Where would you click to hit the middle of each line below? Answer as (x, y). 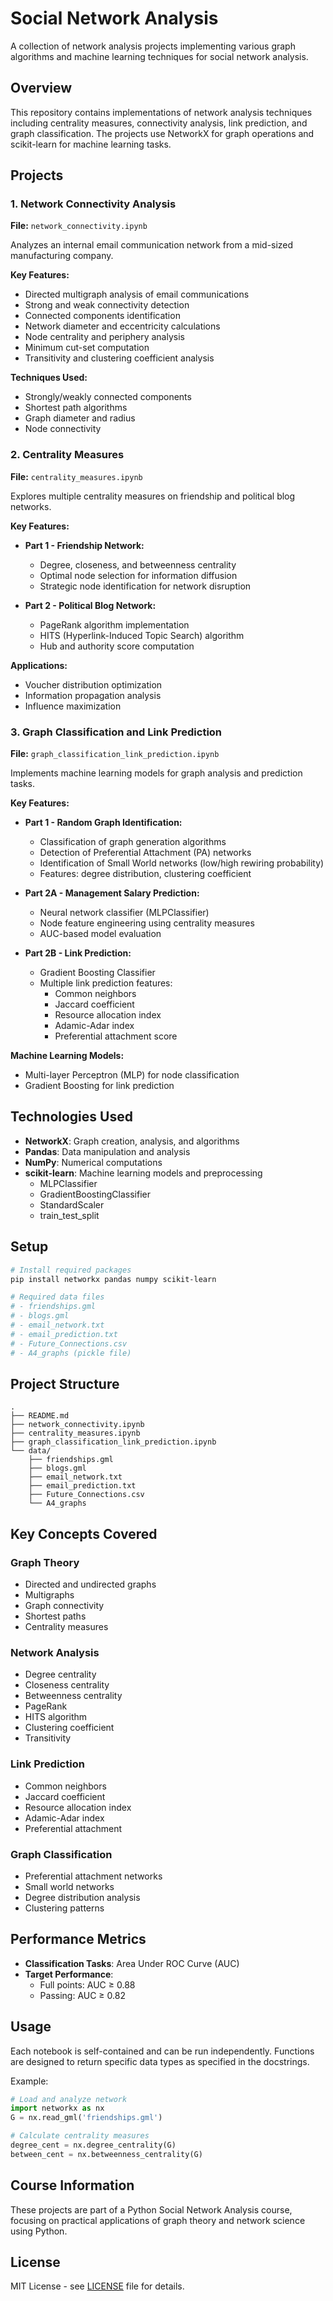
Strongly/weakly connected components (108, 397)
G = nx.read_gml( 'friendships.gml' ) (86, 2118)
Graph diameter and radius (80, 418)
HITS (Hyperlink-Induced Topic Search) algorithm (142, 635)
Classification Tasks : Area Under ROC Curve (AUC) (132, 1963)
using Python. (39, 2231)
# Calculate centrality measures (80, 2136)
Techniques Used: (49, 378)
